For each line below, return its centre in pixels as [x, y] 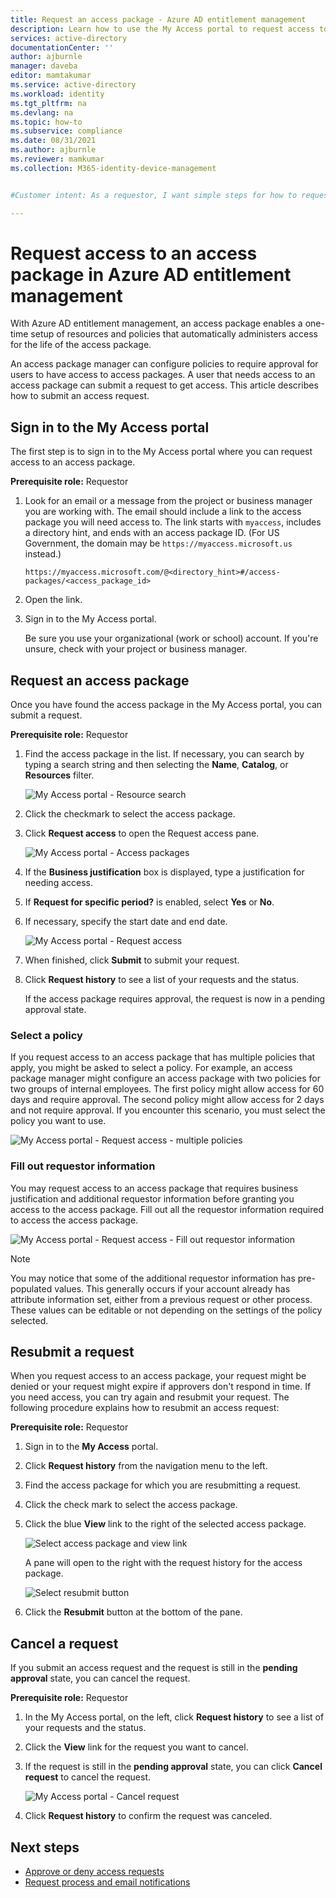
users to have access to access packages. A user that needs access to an [163, 375]
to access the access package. [74, 1220]
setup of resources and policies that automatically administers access [174, 334]
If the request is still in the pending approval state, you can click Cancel [173, 1767]
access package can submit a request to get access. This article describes [164, 385]
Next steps [45, 1847]
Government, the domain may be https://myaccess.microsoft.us [158, 543]
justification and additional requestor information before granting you [152, 1198]
